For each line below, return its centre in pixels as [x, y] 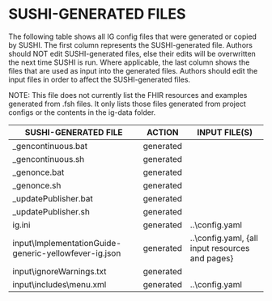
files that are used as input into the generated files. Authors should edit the [133, 70]
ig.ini [21, 225]
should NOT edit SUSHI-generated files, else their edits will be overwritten [132, 53]
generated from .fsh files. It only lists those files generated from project [127, 104]
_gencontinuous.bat [50, 146]
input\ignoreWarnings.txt [59, 271]
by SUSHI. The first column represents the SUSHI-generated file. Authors [131, 45]
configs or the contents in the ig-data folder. [82, 112]
